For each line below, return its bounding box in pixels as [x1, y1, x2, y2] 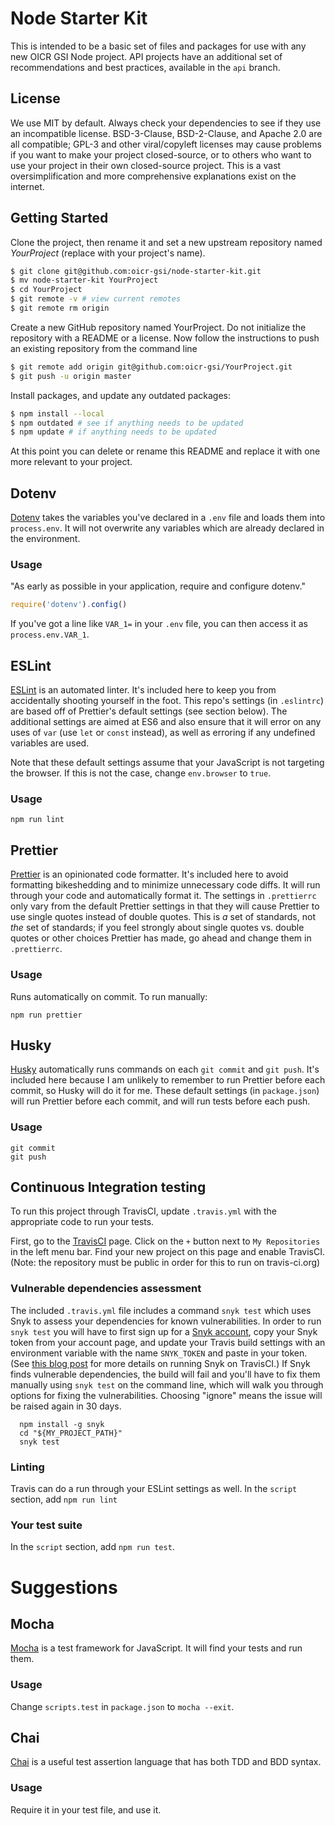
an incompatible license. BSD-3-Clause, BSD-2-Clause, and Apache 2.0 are [10, 127, 323, 139]
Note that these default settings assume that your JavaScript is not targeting [10, 757, 325, 769]
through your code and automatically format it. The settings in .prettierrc [10, 890, 317, 902]
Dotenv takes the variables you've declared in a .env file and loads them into [10, 512, 326, 524]
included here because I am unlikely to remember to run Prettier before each [10, 1074, 326, 1086]
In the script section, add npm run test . [10, 1541, 175, 1553]
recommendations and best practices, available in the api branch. [10, 61, 281, 73]
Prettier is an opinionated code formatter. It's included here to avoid [10, 868, 289, 881]
